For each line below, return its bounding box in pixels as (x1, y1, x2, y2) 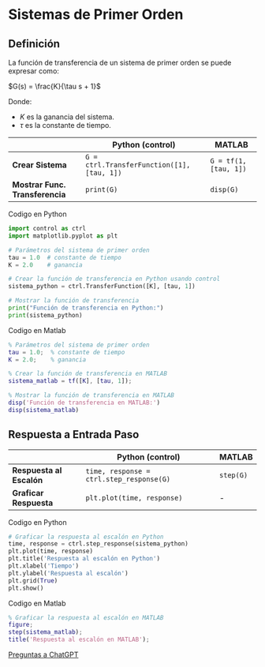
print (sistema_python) (8, 311, 83, 319)
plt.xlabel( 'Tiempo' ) (8, 562, 80, 570)
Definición (8, 37, 61, 51)
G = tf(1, (210, 156, 247, 165)
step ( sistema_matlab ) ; (8, 628, 83, 636)
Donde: (8, 97, 32, 106)
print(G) (85, 185, 118, 194)
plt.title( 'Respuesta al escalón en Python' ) (8, 555, 160, 563)
